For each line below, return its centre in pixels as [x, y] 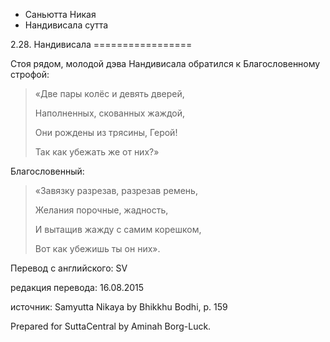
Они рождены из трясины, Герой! [106, 132]
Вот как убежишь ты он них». [97, 248]
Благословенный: [47, 171]
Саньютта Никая [60, 14]
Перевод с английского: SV [69, 268]
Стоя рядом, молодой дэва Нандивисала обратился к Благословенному [165, 63]
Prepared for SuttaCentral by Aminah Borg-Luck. [111, 326]
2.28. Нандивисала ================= [101, 44]
